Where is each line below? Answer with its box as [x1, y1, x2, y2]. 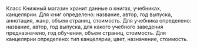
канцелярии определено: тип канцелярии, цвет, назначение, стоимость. [6, 36, 188, 42]
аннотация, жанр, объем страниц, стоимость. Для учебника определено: [6, 17, 192, 24]
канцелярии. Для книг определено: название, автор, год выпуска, [6, 11, 172, 18]
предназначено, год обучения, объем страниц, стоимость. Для [6, 29, 166, 36]
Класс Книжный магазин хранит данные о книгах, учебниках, [6, 5, 162, 12]
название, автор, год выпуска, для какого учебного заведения [6, 23, 163, 30]
